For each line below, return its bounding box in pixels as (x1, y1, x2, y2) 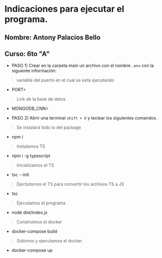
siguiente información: (11, 68, 57, 74)
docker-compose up (11, 247, 53, 253)
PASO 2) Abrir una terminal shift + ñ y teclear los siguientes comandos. (11, 115, 158, 121)
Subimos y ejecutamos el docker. (16, 238, 83, 244)
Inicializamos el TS (16, 162, 54, 168)
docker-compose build (11, 228, 57, 235)
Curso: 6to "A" (4, 50, 50, 58)
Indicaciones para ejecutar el (4, 3, 125, 15)
